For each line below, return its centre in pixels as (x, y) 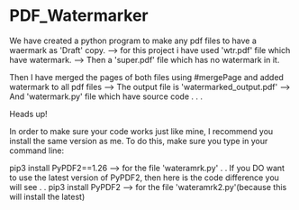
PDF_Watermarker (79, 16)
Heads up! (28, 114)
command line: (37, 151)
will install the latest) (47, 196)
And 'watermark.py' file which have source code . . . (106, 96)
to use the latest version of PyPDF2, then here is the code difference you (144, 178)
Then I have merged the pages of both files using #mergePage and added (146, 77)
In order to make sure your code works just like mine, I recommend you (141, 131)
